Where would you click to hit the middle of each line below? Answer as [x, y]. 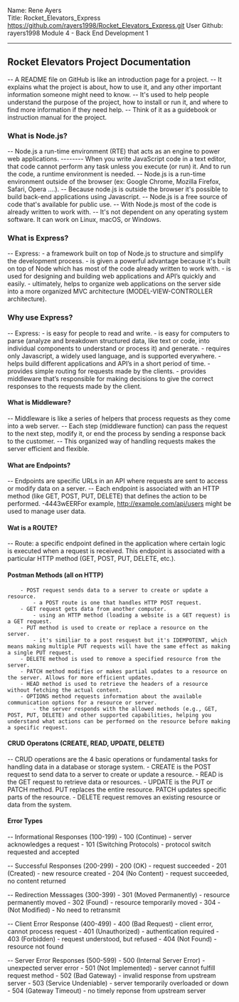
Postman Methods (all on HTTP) [55, 575]
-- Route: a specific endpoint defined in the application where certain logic [117, 543]
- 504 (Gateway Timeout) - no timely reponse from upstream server [107, 991]
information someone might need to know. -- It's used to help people [108, 94]
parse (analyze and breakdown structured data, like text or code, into [108, 340]
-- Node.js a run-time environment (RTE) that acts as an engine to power [114, 151]
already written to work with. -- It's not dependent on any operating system [118, 212]
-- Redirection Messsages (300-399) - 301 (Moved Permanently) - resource [118, 894]
